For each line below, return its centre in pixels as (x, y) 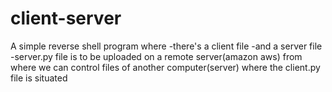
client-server (66, 18)
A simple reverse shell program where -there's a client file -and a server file (166, 46)
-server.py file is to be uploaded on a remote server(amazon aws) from (156, 56)
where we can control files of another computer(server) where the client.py (165, 67)
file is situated (39, 78)
